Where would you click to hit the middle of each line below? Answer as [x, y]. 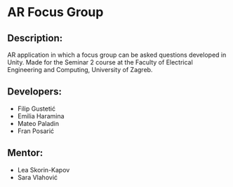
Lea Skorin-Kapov [44, 169]
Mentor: [25, 153]
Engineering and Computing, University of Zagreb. [80, 70]
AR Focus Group [55, 12]
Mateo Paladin [38, 123]
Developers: [34, 92]
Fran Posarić [36, 131]
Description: [35, 38]
